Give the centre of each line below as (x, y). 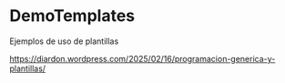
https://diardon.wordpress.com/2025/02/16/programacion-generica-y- (142, 58)
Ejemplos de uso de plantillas (64, 41)
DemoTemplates (72, 16)
